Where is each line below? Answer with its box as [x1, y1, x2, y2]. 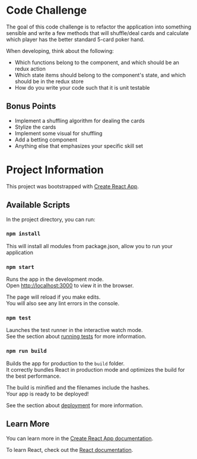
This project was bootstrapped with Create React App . [6, 182, 139, 190]
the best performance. [6, 372, 61, 379]
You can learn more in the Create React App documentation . [6, 435, 154, 442]
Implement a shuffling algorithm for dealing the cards [14, 117, 145, 124]
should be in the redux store [14, 78, 84, 85]
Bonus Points [6, 102, 56, 112]
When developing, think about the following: [6, 47, 114, 54]
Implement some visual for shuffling [14, 129, 103, 137]
